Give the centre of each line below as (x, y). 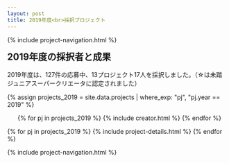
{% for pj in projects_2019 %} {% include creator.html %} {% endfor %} (119, 118)
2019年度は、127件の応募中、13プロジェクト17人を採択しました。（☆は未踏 (115, 74)
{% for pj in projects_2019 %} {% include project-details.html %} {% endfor (115, 131)
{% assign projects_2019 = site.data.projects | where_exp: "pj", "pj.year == (114, 97)
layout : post (26, 14)
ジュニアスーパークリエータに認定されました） (74, 83)
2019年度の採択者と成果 (59, 57)
